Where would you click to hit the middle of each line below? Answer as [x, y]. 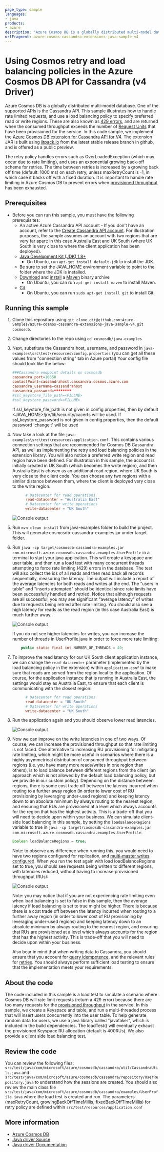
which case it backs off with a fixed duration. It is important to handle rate [79, 177]
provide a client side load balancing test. [46, 1036]
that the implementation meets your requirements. [62, 967]
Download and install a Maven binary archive [64, 277]
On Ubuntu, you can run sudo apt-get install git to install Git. [91, 293]
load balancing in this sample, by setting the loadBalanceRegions [86, 822]
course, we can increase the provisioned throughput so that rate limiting [84, 744]
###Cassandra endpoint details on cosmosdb [57, 373]
